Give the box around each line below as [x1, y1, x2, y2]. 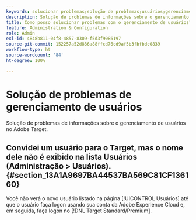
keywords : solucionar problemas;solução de [6, 8, 114, 15]
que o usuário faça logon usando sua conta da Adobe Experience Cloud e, [6, 201, 185, 208]
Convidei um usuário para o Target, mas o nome [6, 143, 184, 153]
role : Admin [6, 30, 35, 36]
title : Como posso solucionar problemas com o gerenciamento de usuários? [6, 19, 192, 25]
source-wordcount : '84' [6, 52, 64, 58]
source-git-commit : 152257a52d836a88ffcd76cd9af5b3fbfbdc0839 [6, 42, 160, 47]
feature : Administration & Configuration [6, 25, 108, 31]
